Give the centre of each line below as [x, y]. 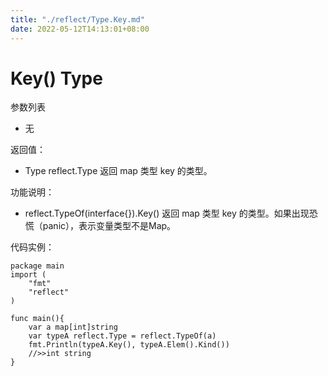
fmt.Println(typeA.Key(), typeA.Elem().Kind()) [129, 345]
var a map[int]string [73, 327]
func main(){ [37, 319]
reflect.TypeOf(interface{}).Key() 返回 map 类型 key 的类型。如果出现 [167, 213]
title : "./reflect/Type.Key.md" [77, 19]
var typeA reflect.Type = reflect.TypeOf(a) [122, 336]
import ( [28, 275]
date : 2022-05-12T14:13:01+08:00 [80, 29]
